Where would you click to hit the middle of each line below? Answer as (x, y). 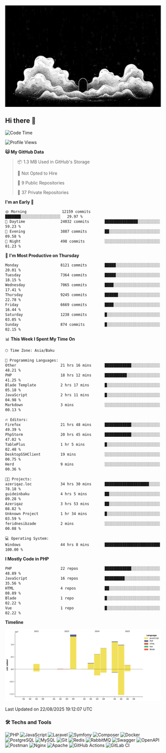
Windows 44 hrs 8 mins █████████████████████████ (83, 545)
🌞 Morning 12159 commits (48, 212)
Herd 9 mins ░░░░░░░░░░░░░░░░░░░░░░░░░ (83, 464)
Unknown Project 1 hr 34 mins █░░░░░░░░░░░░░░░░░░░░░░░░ (83, 514)
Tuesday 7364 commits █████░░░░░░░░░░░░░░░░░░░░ (83, 275)
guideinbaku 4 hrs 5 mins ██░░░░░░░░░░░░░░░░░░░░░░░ (83, 494)
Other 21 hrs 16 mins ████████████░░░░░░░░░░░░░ (83, 365)
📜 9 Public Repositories (41, 183)
